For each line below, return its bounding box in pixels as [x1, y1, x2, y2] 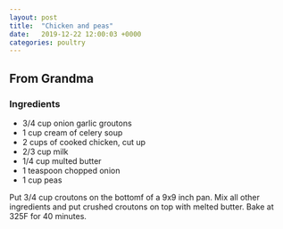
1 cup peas [21, 175, 62, 185]
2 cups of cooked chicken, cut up [21, 136, 146, 147]
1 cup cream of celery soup [21, 127, 123, 138]
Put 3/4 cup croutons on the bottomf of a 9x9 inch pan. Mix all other [9, 192, 261, 202]
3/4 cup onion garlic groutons [21, 118, 132, 128]
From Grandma [9, 70, 94, 86]
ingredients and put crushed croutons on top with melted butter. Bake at [9, 201, 274, 212]
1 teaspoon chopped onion [21, 165, 121, 176]
